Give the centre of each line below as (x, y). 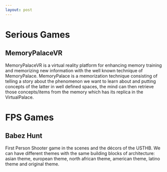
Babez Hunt (24, 136)
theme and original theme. (32, 164)
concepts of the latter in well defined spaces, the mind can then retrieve (79, 86)
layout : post (19, 10)
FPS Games (30, 117)
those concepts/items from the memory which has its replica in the (74, 92)
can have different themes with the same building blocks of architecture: (80, 153)
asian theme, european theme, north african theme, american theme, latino (83, 158)
